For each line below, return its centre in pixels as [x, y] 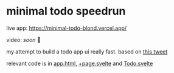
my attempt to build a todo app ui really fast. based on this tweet [87, 51]
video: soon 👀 [23, 40]
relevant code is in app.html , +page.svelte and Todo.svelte [80, 63]
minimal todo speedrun [66, 11]
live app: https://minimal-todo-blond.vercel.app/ [67, 28]
